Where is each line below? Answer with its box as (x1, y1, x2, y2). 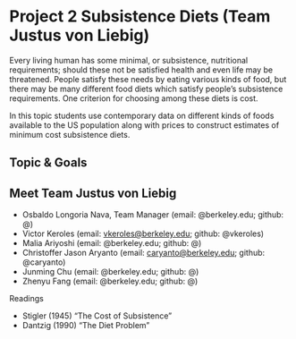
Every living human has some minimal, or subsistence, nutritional (9, 55, 249, 65)
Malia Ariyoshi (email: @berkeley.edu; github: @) (21, 238, 202, 249)
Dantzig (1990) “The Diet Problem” (21, 320, 150, 331)
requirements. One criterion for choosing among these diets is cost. (9, 92, 258, 104)
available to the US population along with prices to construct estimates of (9, 119, 280, 131)
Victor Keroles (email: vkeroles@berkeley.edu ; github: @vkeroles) (21, 228, 265, 239)
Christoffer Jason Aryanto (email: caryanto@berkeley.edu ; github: (21, 248, 266, 258)
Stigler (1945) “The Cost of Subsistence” (21, 310, 173, 321)
